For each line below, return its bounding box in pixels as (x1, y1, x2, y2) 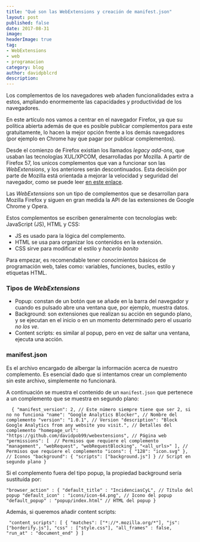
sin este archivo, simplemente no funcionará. (6, 377, 117, 384)
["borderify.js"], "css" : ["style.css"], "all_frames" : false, (6, 525, 172, 531)
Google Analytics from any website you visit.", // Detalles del (6, 422, 172, 428)
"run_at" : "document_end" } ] (6, 530, 84, 536)
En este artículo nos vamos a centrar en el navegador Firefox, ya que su (6, 116, 183, 123)
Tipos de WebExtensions (6, 284, 81, 293)
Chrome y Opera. (6, 203, 49, 210)
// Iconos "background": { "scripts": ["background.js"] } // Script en (6, 454, 191, 460)
